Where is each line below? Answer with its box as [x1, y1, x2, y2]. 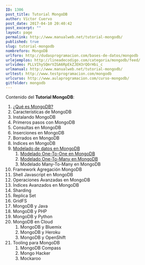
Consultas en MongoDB [12, 124, 61, 131]
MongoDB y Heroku [20, 229, 61, 235]
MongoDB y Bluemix [20, 224, 62, 230]
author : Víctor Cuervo [5, 16, 52, 21]
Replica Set [12, 193, 36, 199]
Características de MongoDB [12, 109, 72, 115]
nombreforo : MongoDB [5, 48, 48, 53]
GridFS [12, 198, 27, 203]
